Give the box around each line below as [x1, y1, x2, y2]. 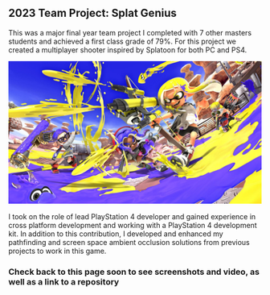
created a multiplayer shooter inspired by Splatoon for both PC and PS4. [8, 44, 247, 55]
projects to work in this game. [8, 246, 107, 256]
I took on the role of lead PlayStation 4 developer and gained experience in [8, 212, 256, 222]
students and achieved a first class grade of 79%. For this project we [8, 36, 237, 46]
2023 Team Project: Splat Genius [8, 6, 177, 20]
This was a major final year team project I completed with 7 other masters [8, 27, 252, 37]
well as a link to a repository [8, 276, 120, 288]
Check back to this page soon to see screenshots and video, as [8, 266, 260, 277]
